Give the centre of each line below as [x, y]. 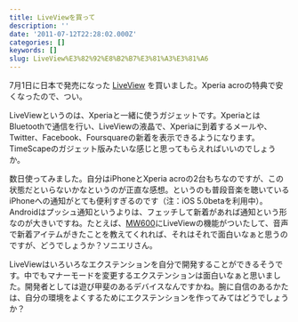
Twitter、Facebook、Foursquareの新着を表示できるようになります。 [134, 137]
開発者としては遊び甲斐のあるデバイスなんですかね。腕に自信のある [149, 286]
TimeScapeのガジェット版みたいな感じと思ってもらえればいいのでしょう [143, 149]
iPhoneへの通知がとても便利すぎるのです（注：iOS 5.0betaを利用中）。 [139, 201]
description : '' [39, 26]
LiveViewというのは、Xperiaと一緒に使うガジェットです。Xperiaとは [135, 115]
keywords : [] [33, 51]
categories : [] [37, 42]
